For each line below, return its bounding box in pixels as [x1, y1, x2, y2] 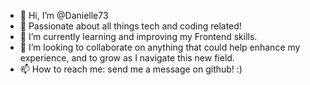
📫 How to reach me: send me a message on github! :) [19, 63, 243, 75]
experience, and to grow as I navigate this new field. [19, 52, 235, 64]
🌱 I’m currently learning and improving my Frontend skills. [19, 31, 258, 42]
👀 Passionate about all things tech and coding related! [19, 20, 242, 32]
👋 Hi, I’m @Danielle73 [19, 10, 109, 21]
